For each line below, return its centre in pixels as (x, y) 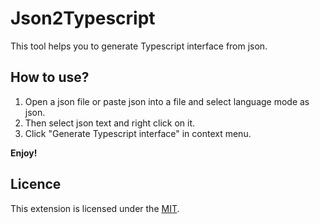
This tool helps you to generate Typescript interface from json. (139, 46)
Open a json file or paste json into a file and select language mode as (167, 101)
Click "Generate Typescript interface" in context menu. (138, 133)
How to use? (50, 77)
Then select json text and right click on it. (110, 123)
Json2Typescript (83, 18)
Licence (36, 184)
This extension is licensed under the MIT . (95, 208)
